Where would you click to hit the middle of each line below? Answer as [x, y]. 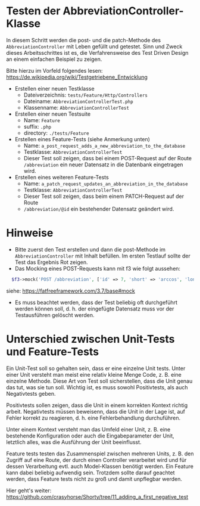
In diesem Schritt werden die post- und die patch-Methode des [84, 40]
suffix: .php [37, 126]
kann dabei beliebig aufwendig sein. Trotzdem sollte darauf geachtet [90, 473]
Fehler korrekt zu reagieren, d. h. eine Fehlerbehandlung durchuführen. [93, 418]
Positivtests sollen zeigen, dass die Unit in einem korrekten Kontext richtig [97, 405]
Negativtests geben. [31, 393]
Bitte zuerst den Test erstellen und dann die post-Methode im [90, 249]
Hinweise [30, 233]
